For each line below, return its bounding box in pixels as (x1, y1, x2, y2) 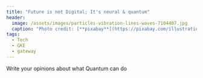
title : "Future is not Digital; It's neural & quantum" (6, 8, 150, 15)
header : (6, 15, 26, 21)
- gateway (11, 48, 36, 54)
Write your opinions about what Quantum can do (6, 65, 127, 72)
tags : (6, 31, 20, 37)
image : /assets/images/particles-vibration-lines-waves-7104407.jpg (11, 20, 188, 26)
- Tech (11, 37, 28, 43)
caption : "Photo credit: (11, 25, 74, 32)
